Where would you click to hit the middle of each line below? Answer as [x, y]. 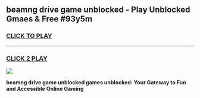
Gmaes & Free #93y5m [49, 19]
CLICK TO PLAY [29, 36]
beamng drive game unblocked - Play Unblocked [98, 10]
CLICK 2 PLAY [27, 58]
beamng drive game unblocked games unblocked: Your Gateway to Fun [96, 82]
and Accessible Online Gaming [45, 88]
